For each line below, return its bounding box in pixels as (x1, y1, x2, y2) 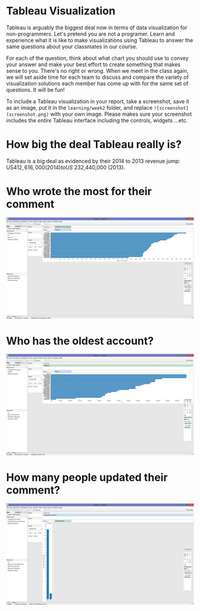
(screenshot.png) (6, 112, 49, 118)
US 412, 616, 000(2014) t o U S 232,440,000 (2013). (6, 163, 126, 171)
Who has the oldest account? (6, 334, 154, 347)
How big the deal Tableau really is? (6, 138, 182, 152)
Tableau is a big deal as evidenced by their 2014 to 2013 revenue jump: (6, 157, 180, 165)
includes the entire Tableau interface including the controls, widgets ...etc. (6, 116, 188, 124)
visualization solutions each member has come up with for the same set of (6, 79, 189, 87)
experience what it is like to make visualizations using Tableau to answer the (6, 36, 193, 44)
